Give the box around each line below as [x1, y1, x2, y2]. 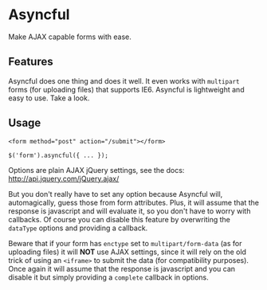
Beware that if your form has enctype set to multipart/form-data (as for [8, 238, 242, 248]
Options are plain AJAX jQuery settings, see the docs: [8, 165, 185, 174]
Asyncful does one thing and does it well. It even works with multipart [8, 76, 240, 85]
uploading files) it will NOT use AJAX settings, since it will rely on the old [8, 247, 247, 257]
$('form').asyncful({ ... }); [8, 151, 109, 159]
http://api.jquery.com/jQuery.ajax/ [8, 174, 120, 183]
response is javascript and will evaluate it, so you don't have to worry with [8, 206, 251, 216]
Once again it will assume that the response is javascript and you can [8, 264, 236, 273]
